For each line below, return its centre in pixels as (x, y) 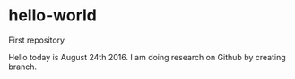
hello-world (53, 16)
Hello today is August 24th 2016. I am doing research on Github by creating (147, 57)
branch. (23, 67)
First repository (36, 40)
